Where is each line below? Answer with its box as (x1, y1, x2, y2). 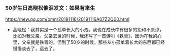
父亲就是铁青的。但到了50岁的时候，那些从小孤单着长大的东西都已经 (21, 39, 165, 45)
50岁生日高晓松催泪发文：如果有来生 (5, 4, 95, 11)
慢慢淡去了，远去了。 (12, 45, 57, 51)
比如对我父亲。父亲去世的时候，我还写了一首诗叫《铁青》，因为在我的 (12, 33, 157, 39)
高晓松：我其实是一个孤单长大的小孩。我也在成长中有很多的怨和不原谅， (12, 27, 164, 33)
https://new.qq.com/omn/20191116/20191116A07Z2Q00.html (5, 16, 130, 22)
